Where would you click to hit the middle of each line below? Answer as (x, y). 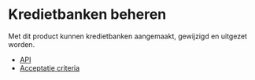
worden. (22, 44)
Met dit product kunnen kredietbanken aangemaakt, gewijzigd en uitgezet (128, 36)
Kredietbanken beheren (87, 15)
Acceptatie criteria (50, 67)
